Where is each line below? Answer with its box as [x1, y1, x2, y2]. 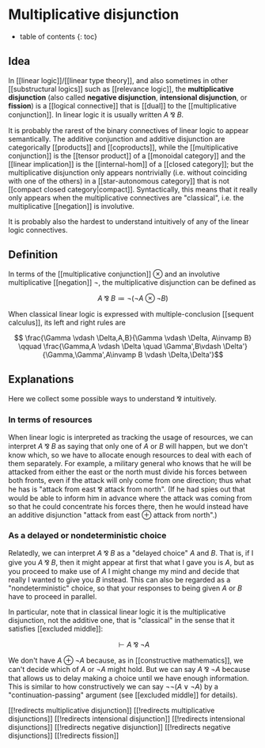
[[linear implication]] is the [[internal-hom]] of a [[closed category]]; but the [8, 159, 255, 169]
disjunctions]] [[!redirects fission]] [8, 731, 119, 740]
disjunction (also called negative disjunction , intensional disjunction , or [8, 93, 248, 102]
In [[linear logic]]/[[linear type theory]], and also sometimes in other [8, 75, 229, 85]
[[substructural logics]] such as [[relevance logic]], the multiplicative [8, 84, 234, 93]
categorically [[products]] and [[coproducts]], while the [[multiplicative [8, 142, 239, 152]
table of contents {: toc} [19, 32, 97, 41]
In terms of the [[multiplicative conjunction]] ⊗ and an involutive [8, 269, 220, 279]
